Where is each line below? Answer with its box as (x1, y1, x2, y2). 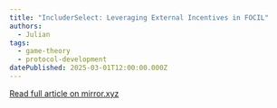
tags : (9, 38, 30, 48)
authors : (9, 22, 43, 31)
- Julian (17, 30, 51, 39)
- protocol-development (17, 55, 107, 64)
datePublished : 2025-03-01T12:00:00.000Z (9, 64, 168, 73)
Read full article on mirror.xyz (9, 87, 119, 99)
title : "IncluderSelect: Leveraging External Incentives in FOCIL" (9, 13, 270, 22)
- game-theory (17, 47, 71, 56)
